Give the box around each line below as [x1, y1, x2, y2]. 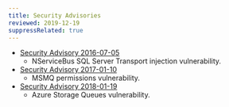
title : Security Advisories [8, 11, 102, 20]
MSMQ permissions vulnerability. [31, 73, 141, 83]
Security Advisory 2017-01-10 [19, 65, 118, 75]
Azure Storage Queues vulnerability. [31, 90, 150, 100]
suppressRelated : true [8, 26, 83, 34]
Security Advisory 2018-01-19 [19, 82, 118, 91]
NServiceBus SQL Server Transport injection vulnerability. [31, 56, 221, 66]
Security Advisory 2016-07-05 [19, 48, 120, 58]
